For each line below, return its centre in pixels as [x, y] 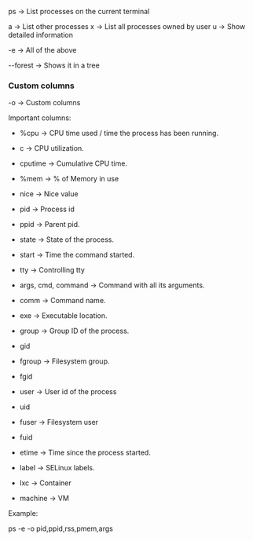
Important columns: [40, 118]
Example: [23, 514]
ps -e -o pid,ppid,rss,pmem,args [61, 528]
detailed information [40, 35]
